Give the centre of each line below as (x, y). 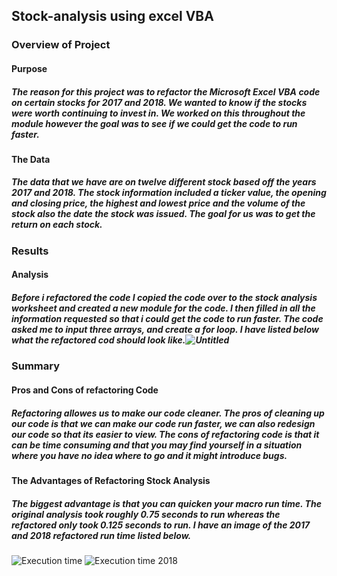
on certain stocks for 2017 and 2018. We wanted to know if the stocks (159, 102)
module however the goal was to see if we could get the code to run (154, 123)
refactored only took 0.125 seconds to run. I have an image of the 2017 (161, 525)
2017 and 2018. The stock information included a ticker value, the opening (169, 193)
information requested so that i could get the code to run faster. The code (167, 319)
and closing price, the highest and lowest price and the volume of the (158, 203)
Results (30, 251)
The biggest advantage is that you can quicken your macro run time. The (166, 503)
